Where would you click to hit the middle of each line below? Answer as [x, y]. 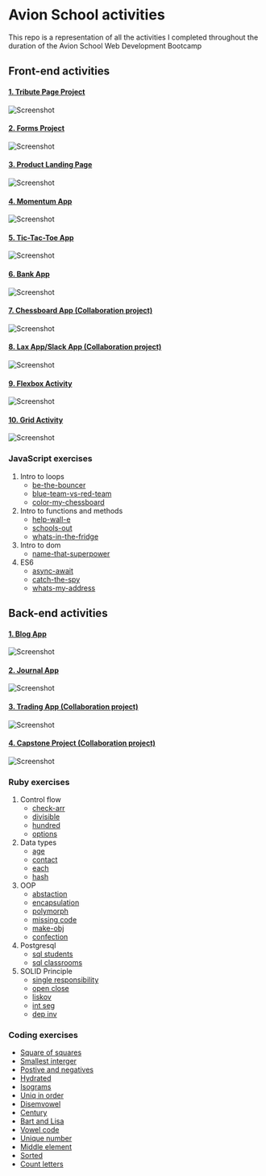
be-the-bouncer [59, 485]
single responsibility [65, 980]
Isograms [35, 1087]
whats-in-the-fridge [65, 536]
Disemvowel [40, 1104]
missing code [54, 920]
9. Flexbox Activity [40, 383]
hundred [46, 825]
